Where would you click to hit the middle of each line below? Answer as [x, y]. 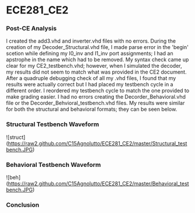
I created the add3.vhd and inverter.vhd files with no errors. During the [91, 41]
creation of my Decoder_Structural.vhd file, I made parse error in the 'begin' [97, 47]
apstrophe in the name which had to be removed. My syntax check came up [97, 60]
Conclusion [23, 205]
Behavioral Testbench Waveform [53, 165]
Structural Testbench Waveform [53, 124]
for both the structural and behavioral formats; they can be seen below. [92, 109]
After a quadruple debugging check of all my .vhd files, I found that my [91, 78]
